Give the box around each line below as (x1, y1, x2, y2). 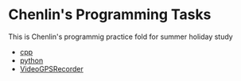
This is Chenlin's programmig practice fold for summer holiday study (8, 32, 233, 41)
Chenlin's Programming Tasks (8, 6, 212, 24)
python (19, 56, 44, 65)
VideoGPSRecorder (19, 64, 84, 73)
